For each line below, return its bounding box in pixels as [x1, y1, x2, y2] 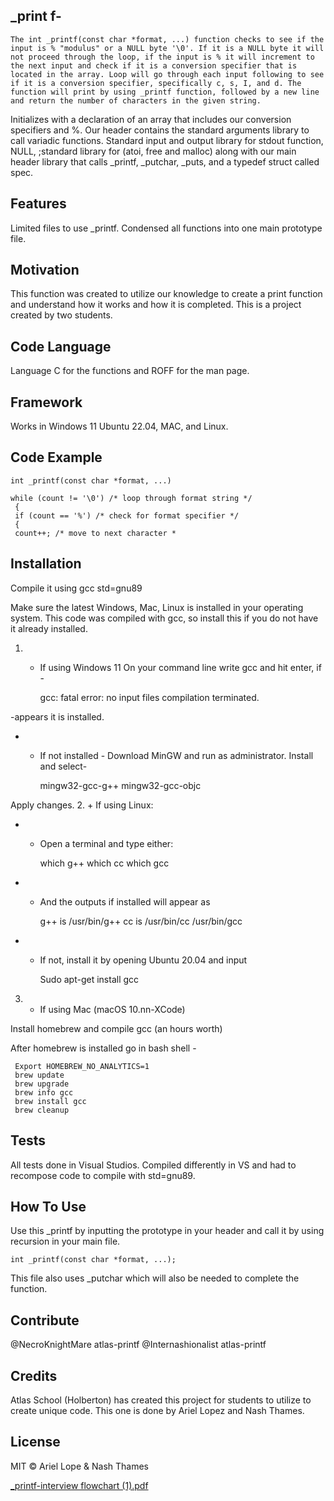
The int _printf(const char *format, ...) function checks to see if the [10, 34, 325, 44]
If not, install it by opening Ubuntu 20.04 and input [39, 954, 248, 966]
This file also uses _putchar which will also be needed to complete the [10, 1272, 300, 1284]
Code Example [10, 449, 103, 466]
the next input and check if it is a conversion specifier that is [10, 60, 298, 71]
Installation [10, 555, 82, 573]
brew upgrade [14, 1079, 70, 1089]
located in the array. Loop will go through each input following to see [10, 69, 325, 79]
